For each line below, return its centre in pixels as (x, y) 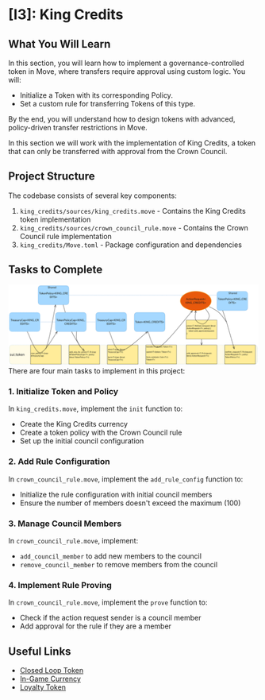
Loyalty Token (42, 687)
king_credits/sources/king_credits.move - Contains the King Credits (132, 211)
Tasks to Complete (56, 270)
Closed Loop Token (52, 671)
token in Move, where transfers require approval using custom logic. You (127, 72)
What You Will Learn (60, 44)
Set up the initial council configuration (82, 441)
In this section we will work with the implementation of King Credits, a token (132, 143)
